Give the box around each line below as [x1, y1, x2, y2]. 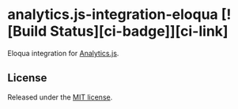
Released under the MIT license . [7, 92, 113, 102]
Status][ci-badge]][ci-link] [49, 22, 229, 40]
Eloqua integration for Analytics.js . [7, 48, 119, 58]
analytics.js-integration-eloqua [7, 6, 218, 24]
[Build [7, 22, 47, 40]
